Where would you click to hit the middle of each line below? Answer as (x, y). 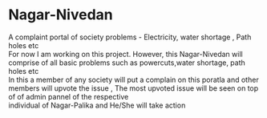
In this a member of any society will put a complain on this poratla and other (133, 79)
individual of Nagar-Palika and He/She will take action (97, 105)
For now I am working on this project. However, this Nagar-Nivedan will (125, 54)
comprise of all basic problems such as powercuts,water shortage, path (127, 63)
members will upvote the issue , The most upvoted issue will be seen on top (133, 88)
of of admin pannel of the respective (69, 96)
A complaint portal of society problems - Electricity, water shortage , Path (130, 37)
